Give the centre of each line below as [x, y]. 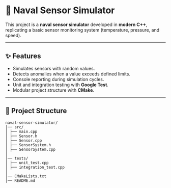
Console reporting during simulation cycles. [58, 79]
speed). [13, 35]
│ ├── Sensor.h [21, 136]
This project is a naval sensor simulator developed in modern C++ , [76, 24]
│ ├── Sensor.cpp [24, 140]
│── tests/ [17, 158]
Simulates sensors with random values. [54, 68]
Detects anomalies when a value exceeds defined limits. [72, 74]
